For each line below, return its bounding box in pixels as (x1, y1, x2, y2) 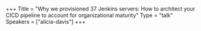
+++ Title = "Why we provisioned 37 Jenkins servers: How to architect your (5, 5, 196, 12)
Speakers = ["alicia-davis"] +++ (5, 18, 86, 25)
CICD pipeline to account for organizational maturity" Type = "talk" (5, 12, 174, 19)
